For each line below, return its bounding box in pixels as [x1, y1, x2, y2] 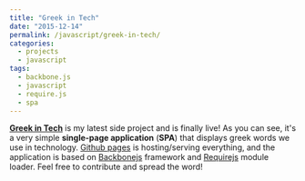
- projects [17, 47, 59, 56]
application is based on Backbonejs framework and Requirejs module [9, 152, 269, 163]
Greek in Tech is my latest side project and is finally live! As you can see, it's [9, 123, 297, 134]
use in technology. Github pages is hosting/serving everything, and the [9, 142, 276, 153]
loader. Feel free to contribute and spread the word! [9, 161, 203, 173]
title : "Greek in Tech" [9, 13, 100, 23]
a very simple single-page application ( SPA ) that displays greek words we [9, 133, 290, 144]
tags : [9, 65, 30, 74]
